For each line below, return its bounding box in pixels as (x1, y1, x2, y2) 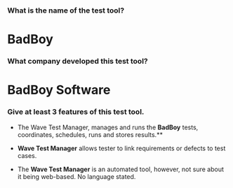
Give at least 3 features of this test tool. (7, 107, 145, 117)
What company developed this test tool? (7, 57, 149, 66)
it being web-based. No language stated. (17, 172, 136, 180)
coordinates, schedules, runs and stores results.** (17, 130, 164, 138)
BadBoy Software (7, 82, 111, 98)
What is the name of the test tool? (7, 6, 125, 15)
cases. (17, 151, 37, 159)
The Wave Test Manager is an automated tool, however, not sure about (17, 165, 225, 173)
